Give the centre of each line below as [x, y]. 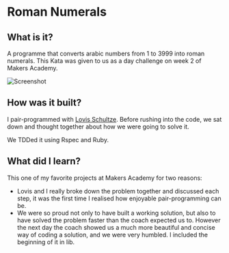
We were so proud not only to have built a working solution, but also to [116, 213]
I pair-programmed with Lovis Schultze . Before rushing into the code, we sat [114, 119]
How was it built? [44, 103]
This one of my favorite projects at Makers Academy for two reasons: [105, 178]
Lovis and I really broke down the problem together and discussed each [118, 191]
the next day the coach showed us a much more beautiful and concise [116, 227]
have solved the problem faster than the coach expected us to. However [119, 220]
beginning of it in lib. [46, 242]
